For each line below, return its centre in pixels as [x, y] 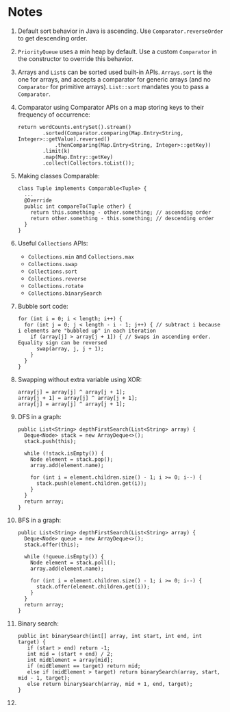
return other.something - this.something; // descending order [122, 218]
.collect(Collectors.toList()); [89, 163]
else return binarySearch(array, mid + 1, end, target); [110, 684]
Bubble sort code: [43, 306]
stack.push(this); [50, 441]
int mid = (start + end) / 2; [70, 654]
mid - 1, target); [44, 678]
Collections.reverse [57, 278]
